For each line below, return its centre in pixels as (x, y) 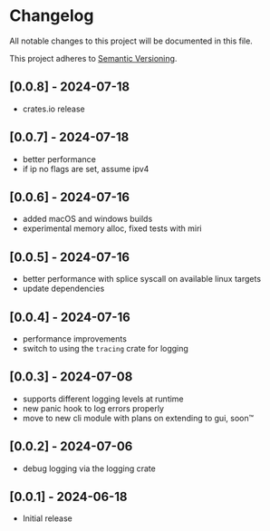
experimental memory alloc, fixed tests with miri (112, 228)
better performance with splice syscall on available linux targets (141, 279)
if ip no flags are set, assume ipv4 (86, 169)
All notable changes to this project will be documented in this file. (131, 41)
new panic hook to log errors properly (93, 408)
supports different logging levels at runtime (103, 399)
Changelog (52, 16)
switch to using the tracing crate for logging (105, 348)
